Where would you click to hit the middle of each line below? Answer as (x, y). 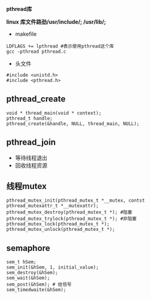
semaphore (28, 248)
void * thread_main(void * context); (54, 113)
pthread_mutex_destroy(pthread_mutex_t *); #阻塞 (69, 212)
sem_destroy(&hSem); (32, 273)
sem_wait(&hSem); (28, 278)
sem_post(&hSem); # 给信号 (39, 284)
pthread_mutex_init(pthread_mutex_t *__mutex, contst (76, 201)
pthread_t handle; (29, 118)
